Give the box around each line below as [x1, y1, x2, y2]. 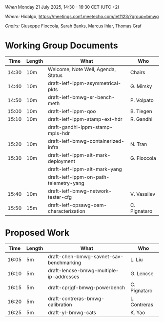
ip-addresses [48, 273, 80, 280]
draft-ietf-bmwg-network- [48, 188, 112, 194]
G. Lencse [130, 270, 154, 277]
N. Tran [130, 141, 147, 148]
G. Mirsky [130, 83, 152, 90]
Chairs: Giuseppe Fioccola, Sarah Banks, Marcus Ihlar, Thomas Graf [5, 23, 142, 29]
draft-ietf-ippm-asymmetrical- [48, 80, 121, 87]
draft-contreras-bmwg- [48, 295, 105, 302]
